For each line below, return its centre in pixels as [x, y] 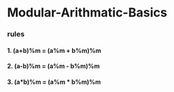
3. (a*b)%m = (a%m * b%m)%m [54, 82]
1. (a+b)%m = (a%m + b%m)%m [54, 50]
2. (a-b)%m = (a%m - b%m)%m [54, 66]
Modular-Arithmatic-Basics [87, 13]
